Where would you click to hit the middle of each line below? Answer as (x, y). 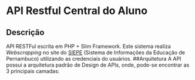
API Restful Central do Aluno (77, 11)
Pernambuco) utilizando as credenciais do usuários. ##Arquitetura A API (94, 59)
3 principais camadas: (33, 71)
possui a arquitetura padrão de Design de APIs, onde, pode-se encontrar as (98, 65)
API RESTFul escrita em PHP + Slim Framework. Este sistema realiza (89, 46)
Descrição (25, 32)
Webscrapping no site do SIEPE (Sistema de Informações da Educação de (96, 53)
